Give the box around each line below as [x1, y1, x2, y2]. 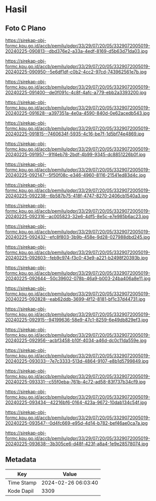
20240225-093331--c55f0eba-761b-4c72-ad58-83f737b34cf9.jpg [5, 379, 146, 385]
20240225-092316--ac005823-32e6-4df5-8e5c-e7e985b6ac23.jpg [5, 214, 149, 219]
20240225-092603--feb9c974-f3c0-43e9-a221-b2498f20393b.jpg [5, 255, 148, 260]
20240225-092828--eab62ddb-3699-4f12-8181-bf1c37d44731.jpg [5, 296, 145, 302]
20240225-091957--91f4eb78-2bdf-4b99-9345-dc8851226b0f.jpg [5, 152, 146, 157]
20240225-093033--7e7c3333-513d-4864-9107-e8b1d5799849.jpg [5, 358, 148, 364]
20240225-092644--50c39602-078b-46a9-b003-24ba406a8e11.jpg [5, 276, 151, 281]
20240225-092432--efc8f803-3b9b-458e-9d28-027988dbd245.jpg [5, 234, 150, 240]
